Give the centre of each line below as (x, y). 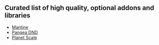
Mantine (20, 27)
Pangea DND (25, 32)
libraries (17, 16)
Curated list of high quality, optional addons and (79, 8)
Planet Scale (24, 37)
